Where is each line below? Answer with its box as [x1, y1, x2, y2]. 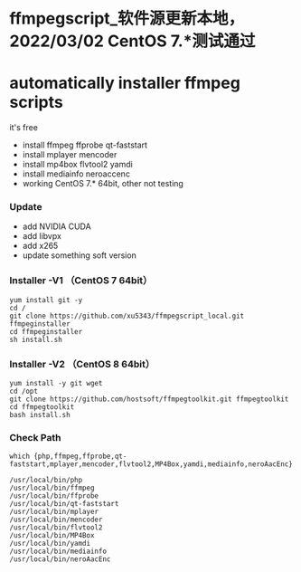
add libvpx [22, 231, 61, 242]
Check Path [9, 431, 61, 443]
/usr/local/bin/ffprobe [9, 491, 99, 500]
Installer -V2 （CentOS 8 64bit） [9, 357, 155, 370]
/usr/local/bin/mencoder [9, 515, 103, 525]
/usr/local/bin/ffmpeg [9, 483, 95, 493]
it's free [9, 122, 39, 133]
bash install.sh [9, 411, 71, 420]
